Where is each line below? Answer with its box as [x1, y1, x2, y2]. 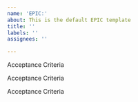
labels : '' [7, 29, 39, 37]
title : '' [7, 23, 36, 30]
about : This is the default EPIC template [7, 17, 131, 23]
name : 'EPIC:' [7, 10, 48, 17]
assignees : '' [7, 36, 48, 43]
